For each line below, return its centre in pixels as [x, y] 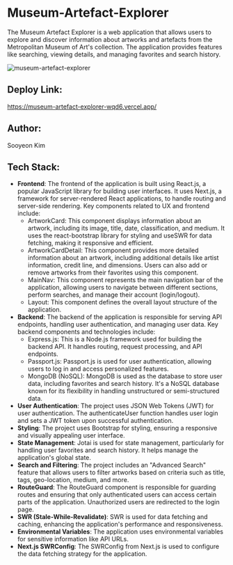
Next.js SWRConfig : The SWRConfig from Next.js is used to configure [118, 547]
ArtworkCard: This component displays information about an [114, 221]
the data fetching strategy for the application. [82, 554]
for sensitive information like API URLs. [73, 539]
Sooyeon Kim [26, 145]
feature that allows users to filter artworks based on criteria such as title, [121, 472]
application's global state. [54, 458]
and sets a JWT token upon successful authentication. [95, 421]
